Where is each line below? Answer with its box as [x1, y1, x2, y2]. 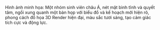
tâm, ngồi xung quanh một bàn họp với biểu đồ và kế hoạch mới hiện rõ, [5, 10, 150, 15]
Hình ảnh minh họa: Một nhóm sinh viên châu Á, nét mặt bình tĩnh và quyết [5, 5, 155, 10]
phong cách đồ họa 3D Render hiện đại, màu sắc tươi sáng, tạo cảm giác [5, 15, 151, 20]
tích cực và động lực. [5, 20, 48, 25]
